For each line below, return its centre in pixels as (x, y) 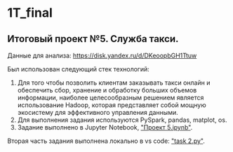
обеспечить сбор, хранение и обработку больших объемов (107, 90)
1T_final (30, 13)
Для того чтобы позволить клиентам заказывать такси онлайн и (114, 83)
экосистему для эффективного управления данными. (98, 112)
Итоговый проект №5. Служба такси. (93, 39)
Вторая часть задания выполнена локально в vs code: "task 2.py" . (106, 141)
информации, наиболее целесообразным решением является (111, 97)
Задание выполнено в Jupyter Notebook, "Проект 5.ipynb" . (105, 127)
